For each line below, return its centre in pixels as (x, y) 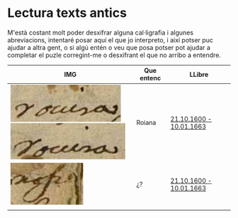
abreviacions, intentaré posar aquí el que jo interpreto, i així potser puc (110, 40)
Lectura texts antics (67, 13)
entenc (151, 78)
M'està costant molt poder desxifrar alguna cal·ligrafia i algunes (100, 32)
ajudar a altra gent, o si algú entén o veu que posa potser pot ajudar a (109, 47)
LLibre (199, 74)
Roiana (146, 123)
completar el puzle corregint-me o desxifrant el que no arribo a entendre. (114, 55)
